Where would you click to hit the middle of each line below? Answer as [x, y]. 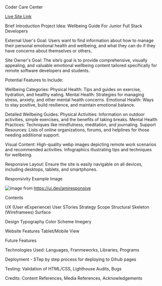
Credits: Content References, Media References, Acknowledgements [74, 278]
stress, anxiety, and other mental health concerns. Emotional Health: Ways [79, 100]
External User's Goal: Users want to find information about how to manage [79, 40]
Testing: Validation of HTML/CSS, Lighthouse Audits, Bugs [63, 269]
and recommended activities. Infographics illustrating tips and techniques [78, 150]
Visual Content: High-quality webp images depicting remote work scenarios [81, 144]
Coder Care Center [24, 7]
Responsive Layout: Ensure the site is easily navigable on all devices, [74, 164]
